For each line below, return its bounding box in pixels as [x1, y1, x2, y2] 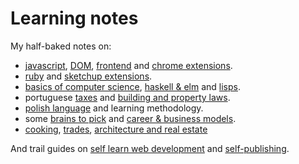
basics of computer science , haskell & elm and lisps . [24, 80, 242, 92]
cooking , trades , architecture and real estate [24, 123, 208, 135]
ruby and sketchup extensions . [24, 70, 153, 82]
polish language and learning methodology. [24, 102, 204, 114]
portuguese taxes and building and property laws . [24, 91, 231, 103]
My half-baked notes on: [10, 40, 112, 52]
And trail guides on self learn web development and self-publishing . [10, 142, 290, 154]
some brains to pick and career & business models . [24, 112, 237, 124]
